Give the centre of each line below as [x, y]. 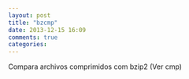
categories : [28, 45]
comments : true [33, 37]
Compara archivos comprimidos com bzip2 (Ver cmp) [95, 66]
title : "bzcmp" [33, 23]
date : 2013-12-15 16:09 [47, 30]
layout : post [30, 15]
